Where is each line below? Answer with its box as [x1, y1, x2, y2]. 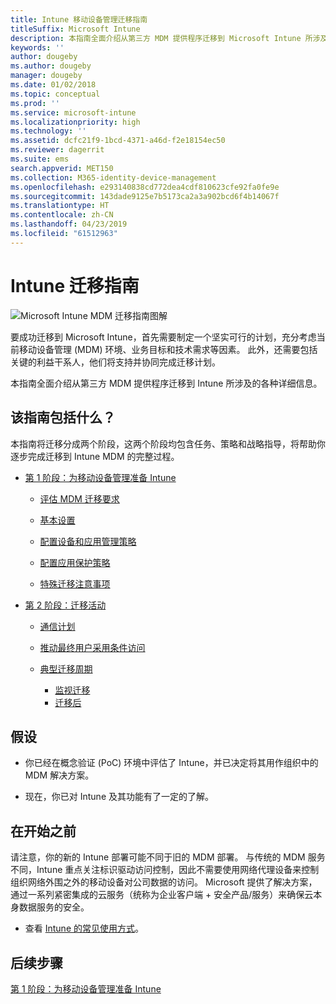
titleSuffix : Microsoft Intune [10, 24, 141, 34]
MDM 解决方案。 [24, 769, 95, 781]
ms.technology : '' [10, 126, 87, 136]
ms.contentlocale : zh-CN [10, 210, 114, 220]
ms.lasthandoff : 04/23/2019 [10, 219, 128, 230]
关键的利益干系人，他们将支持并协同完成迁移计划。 [10, 356, 221, 368]
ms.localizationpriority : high [10, 117, 141, 127]
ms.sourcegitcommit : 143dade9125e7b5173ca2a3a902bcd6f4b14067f [10, 191, 280, 201]
